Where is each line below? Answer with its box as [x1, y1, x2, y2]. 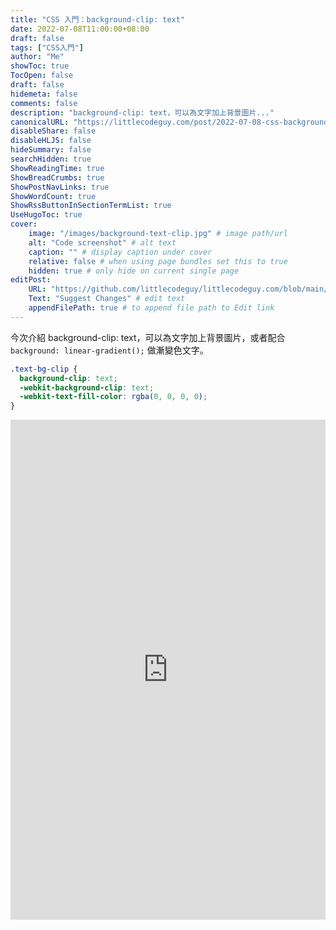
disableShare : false [10, 126, 97, 136]
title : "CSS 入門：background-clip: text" [10, 14, 186, 25]
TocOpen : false [10, 71, 74, 81]
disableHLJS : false [10, 136, 92, 146]
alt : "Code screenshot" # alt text [28, 237, 177, 248]
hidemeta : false [10, 89, 78, 99]
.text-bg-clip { [10, 364, 78, 374]
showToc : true [10, 61, 70, 71]
